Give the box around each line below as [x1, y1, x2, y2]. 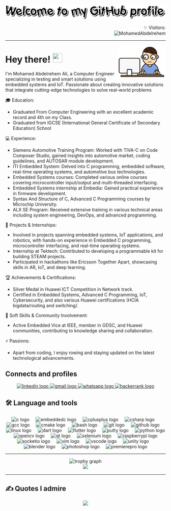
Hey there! [5, 53, 51, 65]
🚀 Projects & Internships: [5, 222, 57, 228]
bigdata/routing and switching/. [12, 302, 79, 308]
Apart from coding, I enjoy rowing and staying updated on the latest [12, 349, 155, 356]
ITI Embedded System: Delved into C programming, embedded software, [12, 163, 165, 169]
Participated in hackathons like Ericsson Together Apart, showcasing [12, 259, 157, 265]
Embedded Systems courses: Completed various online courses [12, 174, 148, 180]
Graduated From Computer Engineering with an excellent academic [12, 109, 154, 115]
